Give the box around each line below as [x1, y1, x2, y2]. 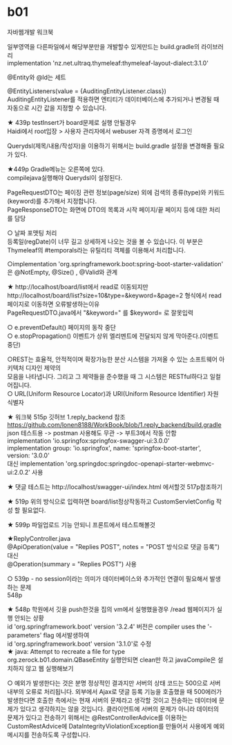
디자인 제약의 [25, 364, 61, 372]
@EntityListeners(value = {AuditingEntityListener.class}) [7, 87, 167, 95]
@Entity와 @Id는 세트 [7, 73, 67, 81]
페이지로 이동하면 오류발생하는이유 [7, 299, 100, 308]
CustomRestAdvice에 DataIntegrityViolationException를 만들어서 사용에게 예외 [7, 722, 225, 730]
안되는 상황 [14, 613, 45, 622]
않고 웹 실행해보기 [25, 664, 74, 673]
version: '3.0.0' [7, 451, 50, 459]
